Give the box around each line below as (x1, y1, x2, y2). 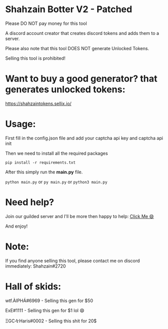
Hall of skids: (5, 280, 62, 292)
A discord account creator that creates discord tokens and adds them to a (5, 30, 159, 36)
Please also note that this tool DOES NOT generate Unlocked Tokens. (5, 45, 149, 51)
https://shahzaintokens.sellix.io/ (5, 100, 72, 106)
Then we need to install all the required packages (5, 150, 108, 156)
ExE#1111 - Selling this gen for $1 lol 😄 (5, 307, 85, 313)
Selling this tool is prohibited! (5, 55, 66, 61)
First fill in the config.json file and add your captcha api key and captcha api (5, 135, 163, 141)
